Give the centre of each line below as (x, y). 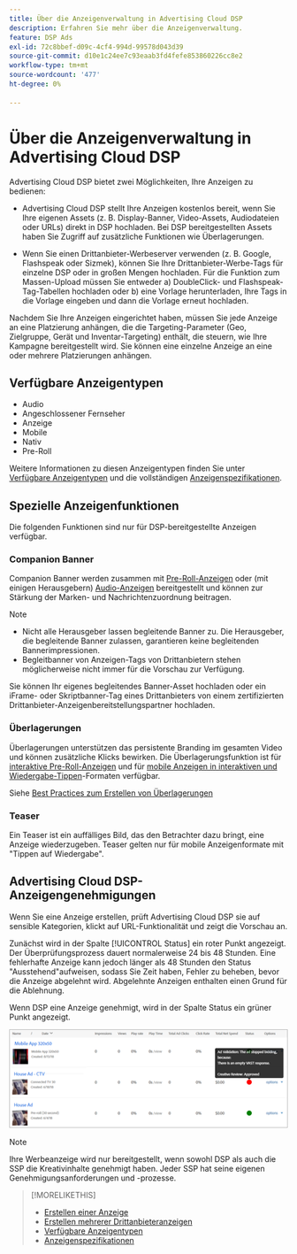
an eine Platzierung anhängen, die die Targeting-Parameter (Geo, (128, 327)
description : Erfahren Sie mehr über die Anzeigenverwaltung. (126, 28)
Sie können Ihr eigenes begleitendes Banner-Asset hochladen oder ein (138, 687)
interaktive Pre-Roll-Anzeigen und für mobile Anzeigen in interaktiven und (143, 766)
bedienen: (27, 191)
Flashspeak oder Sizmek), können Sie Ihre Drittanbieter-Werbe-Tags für (152, 263)
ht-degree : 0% (35, 84)
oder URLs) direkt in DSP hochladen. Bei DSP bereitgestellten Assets (147, 227)
